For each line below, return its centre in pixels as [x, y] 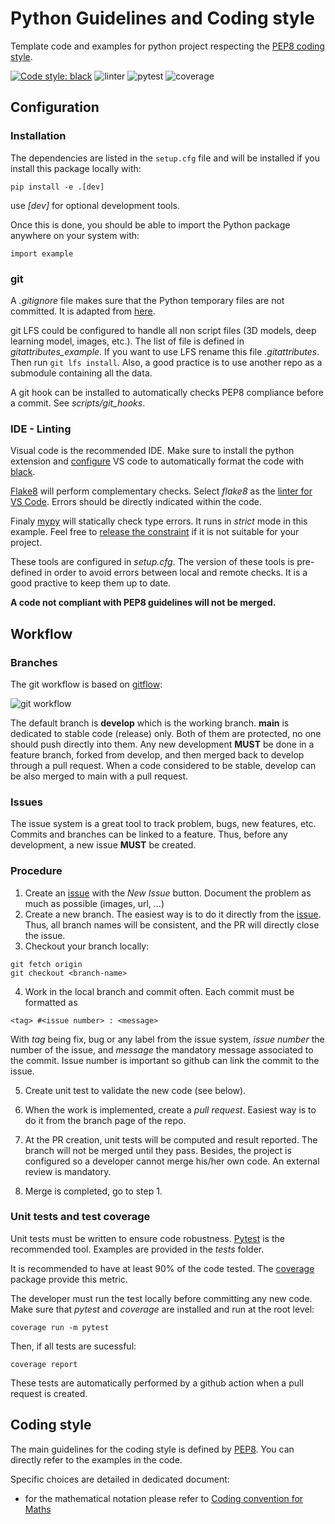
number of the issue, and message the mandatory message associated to [162, 1049]
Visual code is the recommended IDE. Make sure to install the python [152, 451]
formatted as [51, 1002]
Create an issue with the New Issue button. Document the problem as [168, 893]
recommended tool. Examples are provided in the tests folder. [137, 1249]
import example [42, 253]
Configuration [55, 107]
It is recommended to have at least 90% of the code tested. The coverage [162, 1268]
